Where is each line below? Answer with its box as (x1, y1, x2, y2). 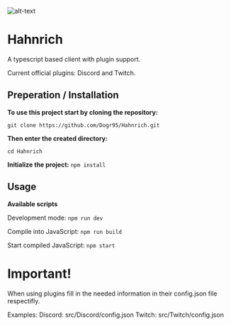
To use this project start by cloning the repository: (7, 108, 158, 116)
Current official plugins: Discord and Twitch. (7, 68, 136, 77)
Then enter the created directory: (7, 134, 108, 142)
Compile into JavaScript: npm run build (7, 227, 123, 235)
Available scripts (7, 199, 58, 208)
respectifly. (7, 296, 40, 305)
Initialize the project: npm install (7, 160, 106, 169)
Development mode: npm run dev (7, 213, 103, 222)
